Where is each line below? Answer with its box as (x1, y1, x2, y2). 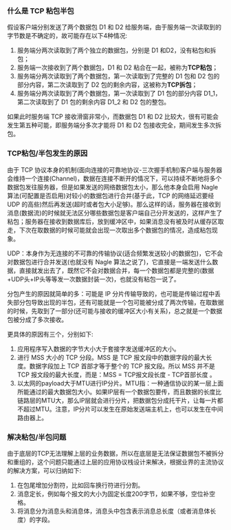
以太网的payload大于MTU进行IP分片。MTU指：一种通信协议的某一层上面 (16, 379, 224, 387)
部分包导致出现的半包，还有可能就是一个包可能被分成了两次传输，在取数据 (12, 298, 224, 306)
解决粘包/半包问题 (7, 432, 67, 442)
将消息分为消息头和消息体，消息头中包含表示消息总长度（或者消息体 (16, 507, 210, 515)
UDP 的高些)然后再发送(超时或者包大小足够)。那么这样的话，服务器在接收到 (7, 200, 221, 208)
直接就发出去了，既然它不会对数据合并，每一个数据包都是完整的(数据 (19, 266, 214, 275)
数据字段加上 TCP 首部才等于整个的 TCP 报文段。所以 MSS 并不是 (29, 361, 215, 370)
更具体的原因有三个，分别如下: (7, 330, 94, 338)
